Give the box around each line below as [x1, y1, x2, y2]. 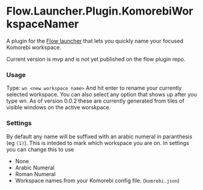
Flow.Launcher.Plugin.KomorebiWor [6, 4, 193, 18]
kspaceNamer [6, 17, 79, 31]
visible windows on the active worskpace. [6, 104, 111, 111]
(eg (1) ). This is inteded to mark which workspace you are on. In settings [6, 139, 190, 146]
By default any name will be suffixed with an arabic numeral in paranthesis [6, 132, 193, 140]
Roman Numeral [15, 170, 56, 177]
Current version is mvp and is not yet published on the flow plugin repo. [6, 55, 186, 63]
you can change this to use [6, 146, 74, 153]
